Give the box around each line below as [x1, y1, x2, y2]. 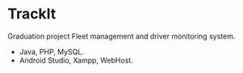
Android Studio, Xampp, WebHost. [19, 55, 134, 65]
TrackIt [7, 5, 57, 23]
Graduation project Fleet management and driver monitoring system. [7, 31, 236, 41]
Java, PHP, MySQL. [19, 47, 84, 56]
